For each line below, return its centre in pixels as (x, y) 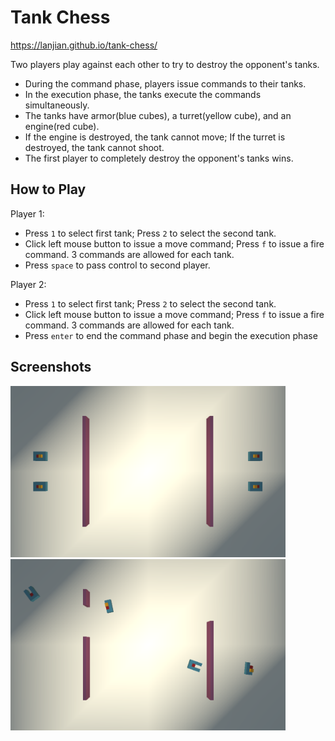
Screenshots (51, 367)
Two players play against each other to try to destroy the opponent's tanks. (165, 64)
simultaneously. (57, 105)
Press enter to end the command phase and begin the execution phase (171, 335)
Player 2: (28, 284)
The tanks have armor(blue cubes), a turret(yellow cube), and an (158, 115)
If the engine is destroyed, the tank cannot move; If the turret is (155, 137)
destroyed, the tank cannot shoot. (94, 147)
